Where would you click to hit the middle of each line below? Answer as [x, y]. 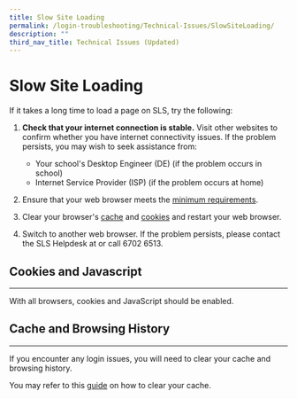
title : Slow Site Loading [57, 17]
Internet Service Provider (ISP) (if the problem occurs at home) [149, 183]
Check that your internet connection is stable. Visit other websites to [150, 128]
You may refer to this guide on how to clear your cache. [110, 385]
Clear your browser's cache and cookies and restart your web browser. [152, 217]
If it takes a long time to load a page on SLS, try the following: [121, 111]
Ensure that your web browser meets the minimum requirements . [140, 199]
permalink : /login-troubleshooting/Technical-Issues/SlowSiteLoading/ [142, 26]
